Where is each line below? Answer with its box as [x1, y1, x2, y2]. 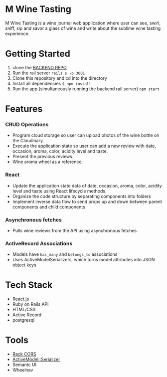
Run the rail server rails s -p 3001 [12, 70, 85, 76]
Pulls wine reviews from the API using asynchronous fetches [12, 227, 137, 233]
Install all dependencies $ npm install [12, 80, 91, 86]
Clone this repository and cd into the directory [12, 75, 107, 81]
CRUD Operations [5, 121, 49, 128]
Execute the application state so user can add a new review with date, [12, 143, 156, 149]
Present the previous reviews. [12, 154, 74, 160]
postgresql [12, 317, 35, 323]
